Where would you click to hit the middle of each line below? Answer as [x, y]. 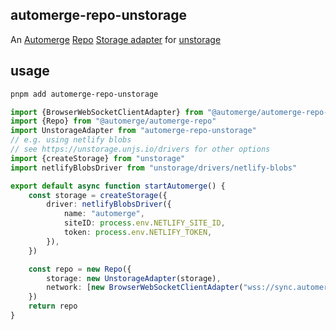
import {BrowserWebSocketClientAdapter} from [106, 112]
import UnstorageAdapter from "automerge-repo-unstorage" [133, 131]
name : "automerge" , [104, 214]
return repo [53, 306]
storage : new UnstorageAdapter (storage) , [134, 278]
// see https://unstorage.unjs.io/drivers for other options [140, 149]
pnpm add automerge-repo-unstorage [84, 94]
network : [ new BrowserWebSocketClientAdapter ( [145, 288]
